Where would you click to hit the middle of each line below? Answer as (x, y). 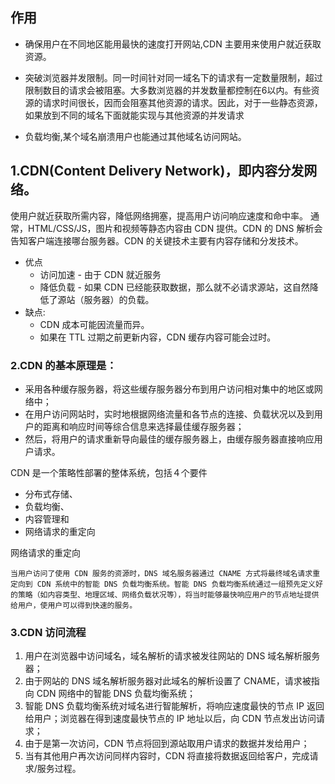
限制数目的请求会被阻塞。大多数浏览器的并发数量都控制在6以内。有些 (168, 90)
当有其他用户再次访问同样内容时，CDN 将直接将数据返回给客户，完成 (167, 756)
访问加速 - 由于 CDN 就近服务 (100, 274)
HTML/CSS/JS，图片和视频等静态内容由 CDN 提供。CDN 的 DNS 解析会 (175, 228)
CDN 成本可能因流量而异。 (94, 324)
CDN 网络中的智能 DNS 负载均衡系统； (116, 694)
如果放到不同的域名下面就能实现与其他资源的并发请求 (134, 115)
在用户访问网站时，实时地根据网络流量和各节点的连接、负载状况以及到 (169, 414)
